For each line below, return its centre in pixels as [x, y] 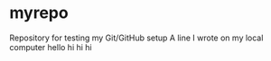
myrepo [39, 13]
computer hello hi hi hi [51, 47]
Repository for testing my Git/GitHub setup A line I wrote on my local [136, 38]
